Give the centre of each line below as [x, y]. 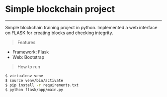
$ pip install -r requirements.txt [42, 85]
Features [26, 42]
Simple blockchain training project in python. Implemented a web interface [81, 27]
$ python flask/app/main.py [34, 90]
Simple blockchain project [60, 9]
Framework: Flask [31, 52]
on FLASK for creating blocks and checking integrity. [59, 33]
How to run [29, 67]
